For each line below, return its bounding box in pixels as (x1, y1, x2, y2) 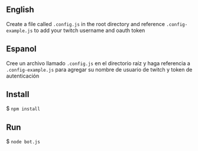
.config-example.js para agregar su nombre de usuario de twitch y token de (6, 66, 193, 73)
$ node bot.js (6, 138, 40, 145)
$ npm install (6, 105, 40, 112)
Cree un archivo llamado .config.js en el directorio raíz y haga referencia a (6, 59, 190, 67)
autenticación (6, 72, 40, 79)
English (6, 5, 34, 15)
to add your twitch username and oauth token (34, 27, 145, 34)
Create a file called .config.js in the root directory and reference (6, 20, 165, 27)
